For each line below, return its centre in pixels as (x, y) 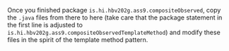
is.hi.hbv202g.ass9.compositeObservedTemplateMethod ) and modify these (114, 32)
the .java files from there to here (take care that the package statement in (115, 17)
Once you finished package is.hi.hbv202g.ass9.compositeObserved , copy (114, 10)
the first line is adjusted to (45, 25)
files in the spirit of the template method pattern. (78, 40)
